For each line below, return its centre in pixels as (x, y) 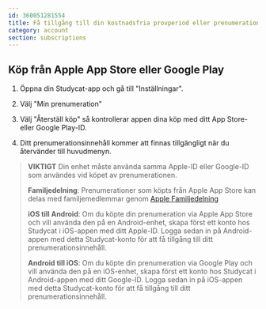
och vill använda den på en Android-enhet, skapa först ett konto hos (139, 223)
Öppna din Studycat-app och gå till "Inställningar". (101, 89)
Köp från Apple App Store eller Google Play (116, 69)
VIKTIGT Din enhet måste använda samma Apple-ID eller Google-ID (138, 167)
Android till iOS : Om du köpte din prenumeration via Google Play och (140, 263)
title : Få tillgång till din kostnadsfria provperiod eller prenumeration (134, 23)
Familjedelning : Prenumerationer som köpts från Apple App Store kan (142, 190)
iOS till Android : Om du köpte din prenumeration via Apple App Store (140, 214)
